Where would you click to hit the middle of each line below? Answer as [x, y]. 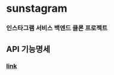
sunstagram [37, 9]
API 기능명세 [28, 49]
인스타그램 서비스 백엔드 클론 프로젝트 [57, 28]
